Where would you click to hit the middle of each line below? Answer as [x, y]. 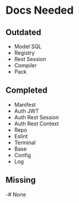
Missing [21, 180]
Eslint [21, 136]
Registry [24, 53]
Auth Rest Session [37, 117]
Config [22, 155]
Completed [27, 91]
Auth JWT [26, 111]
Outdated [23, 32]
